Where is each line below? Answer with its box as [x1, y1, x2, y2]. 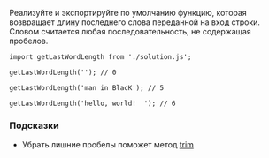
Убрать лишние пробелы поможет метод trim [21, 139, 195, 150]
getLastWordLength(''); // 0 [9, 68, 117, 77]
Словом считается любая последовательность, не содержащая [9, 26, 252, 36]
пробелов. [9, 35, 49, 46]
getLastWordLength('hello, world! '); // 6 [9, 99, 176, 108]
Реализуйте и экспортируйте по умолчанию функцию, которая [9, 8, 248, 18]
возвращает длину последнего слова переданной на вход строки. [9, 17, 261, 27]
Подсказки [9, 119, 59, 132]
